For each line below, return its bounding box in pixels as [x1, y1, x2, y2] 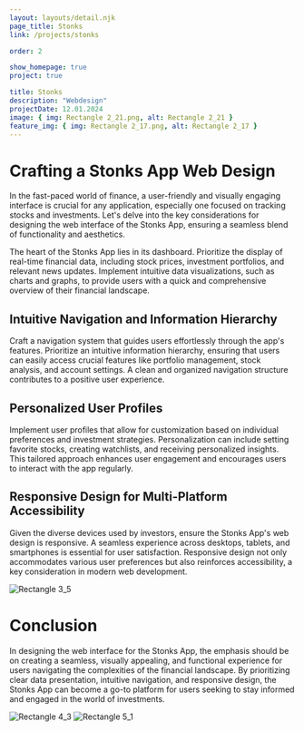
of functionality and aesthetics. [9, 229, 125, 240]
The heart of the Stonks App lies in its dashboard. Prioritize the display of [9, 247, 283, 258]
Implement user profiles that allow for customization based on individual [9, 424, 279, 435]
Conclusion [9, 615, 98, 636]
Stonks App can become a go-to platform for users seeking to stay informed [9, 684, 295, 695]
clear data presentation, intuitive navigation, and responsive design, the [9, 674, 277, 685]
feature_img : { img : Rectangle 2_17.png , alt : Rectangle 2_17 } [9, 122, 258, 131]
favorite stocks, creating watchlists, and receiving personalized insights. [9, 443, 279, 454]
